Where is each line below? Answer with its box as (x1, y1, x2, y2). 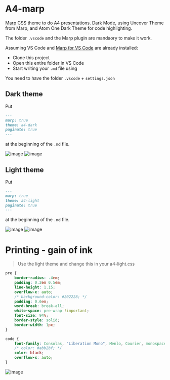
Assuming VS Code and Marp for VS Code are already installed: (5, 45, 138, 51)
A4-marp (5, 3, 45, 15)
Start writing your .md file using (12, 65, 77, 71)
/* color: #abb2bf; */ (14, 346, 62, 351)
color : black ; (14, 350, 44, 356)
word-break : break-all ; (14, 304, 65, 309)
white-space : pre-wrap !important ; (14, 308, 90, 314)
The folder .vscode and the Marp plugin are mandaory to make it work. (5, 35, 152, 41)
